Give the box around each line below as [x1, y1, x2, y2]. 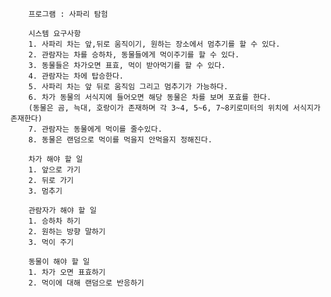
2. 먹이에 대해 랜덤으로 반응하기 [28, 278, 145, 288]
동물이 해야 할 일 [28, 257, 90, 267]
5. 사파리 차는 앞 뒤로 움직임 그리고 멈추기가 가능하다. [28, 82, 229, 92]
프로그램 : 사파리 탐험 [28, 9, 108, 19]
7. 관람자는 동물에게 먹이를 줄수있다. [28, 124, 163, 134]
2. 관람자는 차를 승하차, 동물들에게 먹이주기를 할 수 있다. [28, 50, 240, 60]
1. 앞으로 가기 [28, 165, 81, 175]
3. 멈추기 [28, 186, 63, 196]
